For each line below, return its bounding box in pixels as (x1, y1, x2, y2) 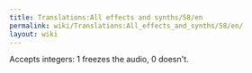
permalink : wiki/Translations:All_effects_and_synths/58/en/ (9, 21, 244, 30)
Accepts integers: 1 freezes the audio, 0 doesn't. (9, 54, 189, 65)
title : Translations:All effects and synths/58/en (9, 12, 203, 22)
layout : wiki (9, 29, 58, 38)
